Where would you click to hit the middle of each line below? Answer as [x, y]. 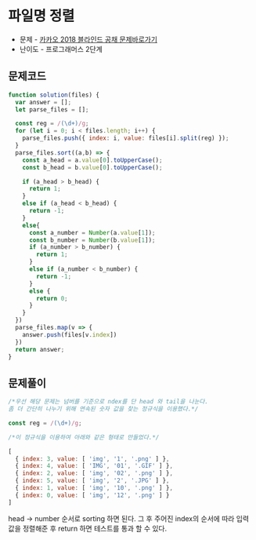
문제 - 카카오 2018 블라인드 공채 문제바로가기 [88, 39]
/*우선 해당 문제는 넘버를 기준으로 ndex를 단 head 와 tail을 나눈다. [108, 402]
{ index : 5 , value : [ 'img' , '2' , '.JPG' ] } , [92, 481]
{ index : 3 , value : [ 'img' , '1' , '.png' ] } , [92, 459]
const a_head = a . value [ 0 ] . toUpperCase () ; [92, 160]
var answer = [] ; [43, 102]
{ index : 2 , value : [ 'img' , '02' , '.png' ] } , [94, 473]
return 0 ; [52, 298]
